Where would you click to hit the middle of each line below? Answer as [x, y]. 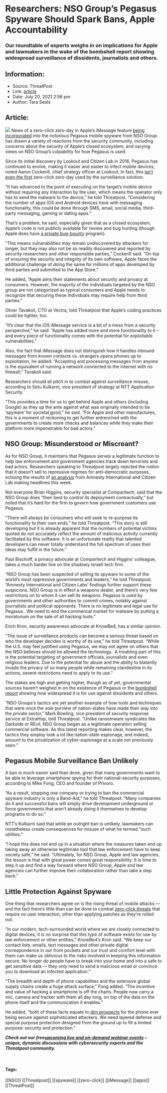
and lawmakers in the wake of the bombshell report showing [80, 52]
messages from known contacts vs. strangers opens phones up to [73, 356]
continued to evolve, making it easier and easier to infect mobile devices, [80, 166]
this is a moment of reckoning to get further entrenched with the [71, 417]
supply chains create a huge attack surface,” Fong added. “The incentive [80, 987]
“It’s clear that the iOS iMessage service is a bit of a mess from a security [80, 325]
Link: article [24, 91]
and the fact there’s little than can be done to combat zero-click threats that [83, 909]
